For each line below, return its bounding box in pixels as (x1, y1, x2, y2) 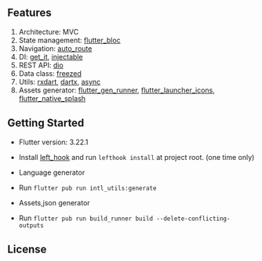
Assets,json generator (18, 198, 91, 207)
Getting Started (7, 117, 85, 130)
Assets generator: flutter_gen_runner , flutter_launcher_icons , (18, 85, 215, 95)
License (7, 243, 47, 256)
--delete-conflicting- (155, 215, 231, 223)
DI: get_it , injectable (18, 52, 83, 61)
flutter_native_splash (18, 93, 86, 103)
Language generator (18, 168, 86, 177)
